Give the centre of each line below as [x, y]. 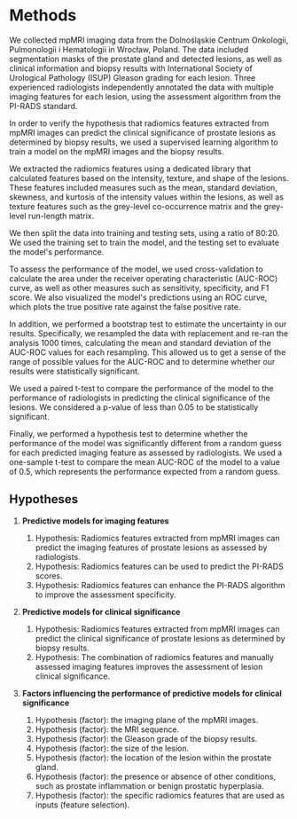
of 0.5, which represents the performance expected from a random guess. [145, 471]
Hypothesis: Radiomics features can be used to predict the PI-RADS [159, 566]
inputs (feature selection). [82, 805]
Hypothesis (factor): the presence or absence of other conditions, [156, 776]
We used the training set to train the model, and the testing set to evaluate [144, 242]
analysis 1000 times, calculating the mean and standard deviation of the [141, 343]
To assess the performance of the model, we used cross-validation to [136, 269]
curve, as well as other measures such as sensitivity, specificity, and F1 [139, 287]
